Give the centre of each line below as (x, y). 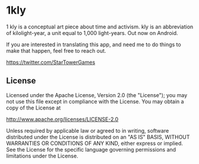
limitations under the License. (42, 156)
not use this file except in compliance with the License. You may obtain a (95, 101)
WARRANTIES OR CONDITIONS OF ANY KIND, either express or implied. (94, 143)
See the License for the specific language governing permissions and (91, 149)
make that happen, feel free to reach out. (56, 50)
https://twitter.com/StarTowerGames (51, 62)
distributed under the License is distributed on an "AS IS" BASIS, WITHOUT (98, 137)
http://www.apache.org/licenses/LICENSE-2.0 (62, 119)
